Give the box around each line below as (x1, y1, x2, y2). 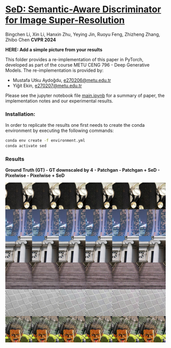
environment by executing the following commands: (5, 127, 114, 133)
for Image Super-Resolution (5, 14, 125, 26)
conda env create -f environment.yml (5, 138, 85, 143)
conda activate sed (5, 144, 47, 149)
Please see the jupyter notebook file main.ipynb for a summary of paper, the (5, 92, 165, 98)
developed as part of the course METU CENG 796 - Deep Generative (5, 62, 150, 68)
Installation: (5, 111, 36, 118)
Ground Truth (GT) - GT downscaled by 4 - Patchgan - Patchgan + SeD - (5, 167, 160, 173)
